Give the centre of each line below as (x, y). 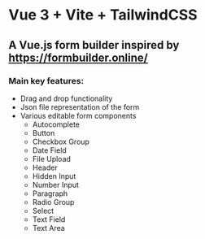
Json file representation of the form (80, 106)
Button (44, 133)
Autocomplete (56, 124)
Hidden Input (54, 176)
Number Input (56, 185)
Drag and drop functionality (66, 98)
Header (45, 167)
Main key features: (46, 80)
